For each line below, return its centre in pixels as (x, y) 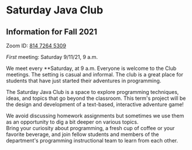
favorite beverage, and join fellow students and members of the (83, 134)
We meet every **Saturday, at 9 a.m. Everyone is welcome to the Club (91, 68)
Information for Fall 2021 (52, 32)
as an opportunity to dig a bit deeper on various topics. (72, 122)
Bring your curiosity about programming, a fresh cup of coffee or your (90, 128)
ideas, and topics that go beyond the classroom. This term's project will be (96, 98)
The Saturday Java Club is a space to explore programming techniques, (92, 92)
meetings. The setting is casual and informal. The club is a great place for (95, 74)
